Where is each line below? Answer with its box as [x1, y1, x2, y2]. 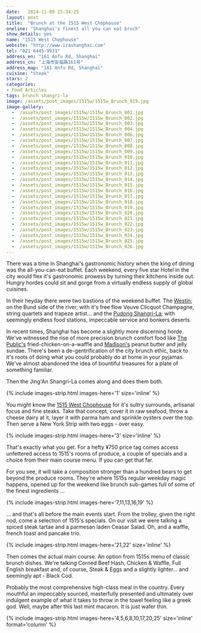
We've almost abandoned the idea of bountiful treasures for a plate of [6, 360, 179, 367]
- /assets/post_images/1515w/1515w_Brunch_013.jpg [11, 171, 144, 177]
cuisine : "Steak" [6, 70, 50, 76]
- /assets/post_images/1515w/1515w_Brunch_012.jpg [11, 165, 144, 171]
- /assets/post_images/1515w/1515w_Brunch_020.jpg [11, 210, 144, 216]
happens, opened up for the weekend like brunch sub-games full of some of [6, 481, 195, 488]
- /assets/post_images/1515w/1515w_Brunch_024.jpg [11, 232, 144, 238]
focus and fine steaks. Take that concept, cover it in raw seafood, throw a [6, 408, 188, 415]
